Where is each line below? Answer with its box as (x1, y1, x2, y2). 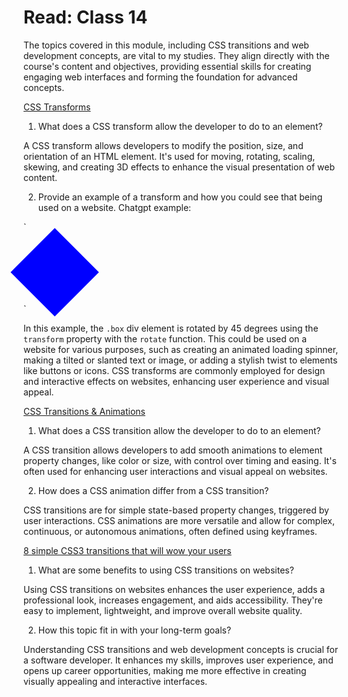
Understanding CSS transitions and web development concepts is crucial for (23, 643, 339, 655)
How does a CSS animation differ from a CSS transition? (37, 484, 270, 496)
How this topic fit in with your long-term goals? (37, 624, 232, 636)
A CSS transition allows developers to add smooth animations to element (23, 444, 323, 456)
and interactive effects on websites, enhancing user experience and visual (23, 375, 330, 387)
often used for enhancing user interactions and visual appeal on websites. (23, 465, 328, 477)
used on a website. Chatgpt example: (37, 201, 192, 213)
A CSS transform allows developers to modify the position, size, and (23, 139, 304, 151)
